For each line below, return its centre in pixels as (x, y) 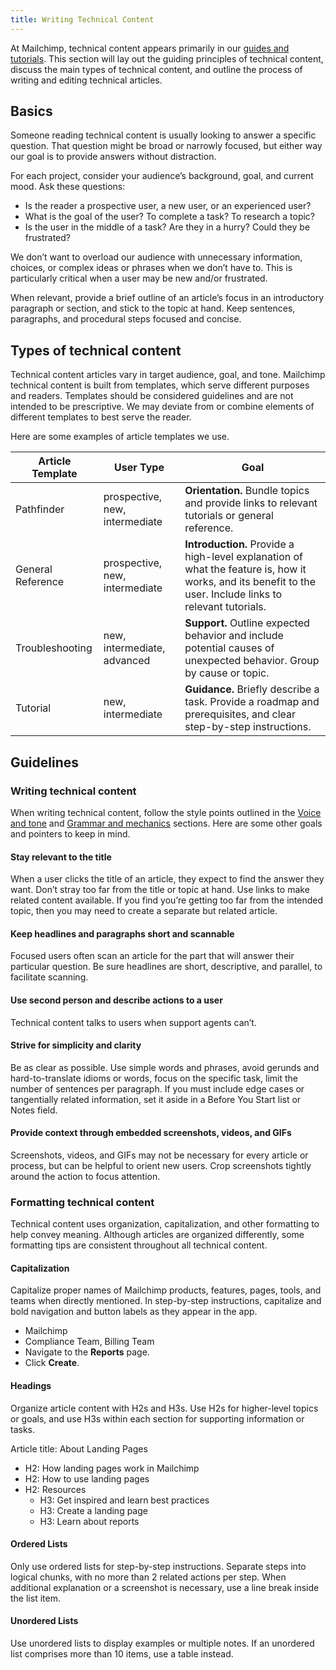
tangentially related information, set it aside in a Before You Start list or (156, 1099)
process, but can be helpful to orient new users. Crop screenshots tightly (161, 1165)
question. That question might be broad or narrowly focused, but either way (166, 146)
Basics (31, 111)
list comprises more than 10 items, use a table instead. (122, 1654)
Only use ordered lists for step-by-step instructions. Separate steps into (158, 1566)
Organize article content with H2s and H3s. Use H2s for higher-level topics (164, 1408)
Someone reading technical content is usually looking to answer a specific (163, 135)
